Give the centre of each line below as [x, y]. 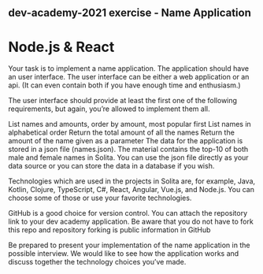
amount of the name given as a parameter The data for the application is [126, 141]
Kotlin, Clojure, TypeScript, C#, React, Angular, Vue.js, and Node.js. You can [131, 190]
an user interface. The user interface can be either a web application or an [129, 77]
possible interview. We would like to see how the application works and [124, 254]
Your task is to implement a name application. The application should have [129, 68]
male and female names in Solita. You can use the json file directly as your [129, 157]
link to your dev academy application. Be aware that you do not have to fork [131, 222]
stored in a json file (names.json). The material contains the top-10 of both [128, 150]
